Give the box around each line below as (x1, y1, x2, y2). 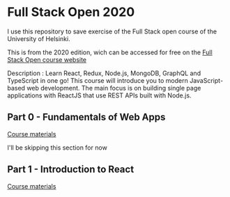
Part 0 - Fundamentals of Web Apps (7, 111, 166, 123)
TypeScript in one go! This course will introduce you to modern (7, 76, 188, 84)
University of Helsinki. (7, 34, 71, 42)
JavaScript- (189, 76, 224, 84)
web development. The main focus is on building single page (26, 84, 201, 92)
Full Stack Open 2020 (7, 4, 135, 20)
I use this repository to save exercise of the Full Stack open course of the (7, 27, 217, 36)
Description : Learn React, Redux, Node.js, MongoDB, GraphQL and (7, 69, 201, 77)
